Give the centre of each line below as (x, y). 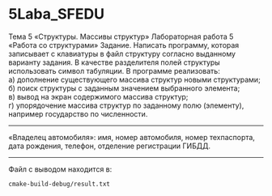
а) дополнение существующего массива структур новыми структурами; (134, 79)
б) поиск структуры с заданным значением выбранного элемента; (124, 88)
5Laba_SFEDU (57, 14)
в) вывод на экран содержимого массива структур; (98, 96)
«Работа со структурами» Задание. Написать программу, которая (124, 45)
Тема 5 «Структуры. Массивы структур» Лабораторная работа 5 (121, 36)
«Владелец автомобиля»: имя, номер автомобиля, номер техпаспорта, (132, 137)
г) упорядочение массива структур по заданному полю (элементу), (126, 105)
